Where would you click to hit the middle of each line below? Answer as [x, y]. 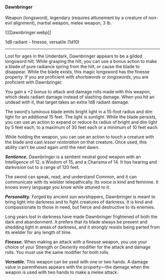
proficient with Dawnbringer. [34, 82]
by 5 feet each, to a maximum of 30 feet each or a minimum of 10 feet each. [82, 127]
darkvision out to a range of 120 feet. [42, 168]
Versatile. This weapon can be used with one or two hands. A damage [77, 262]
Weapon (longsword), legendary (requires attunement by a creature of [76, 18]
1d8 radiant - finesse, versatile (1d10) [42, 42]
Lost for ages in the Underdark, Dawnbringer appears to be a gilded [74, 56]
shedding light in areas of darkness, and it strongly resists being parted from [82, 227]
